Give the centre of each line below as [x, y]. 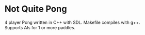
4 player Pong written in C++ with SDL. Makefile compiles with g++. [72, 22]
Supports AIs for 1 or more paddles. [40, 27]
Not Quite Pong [36, 9]
